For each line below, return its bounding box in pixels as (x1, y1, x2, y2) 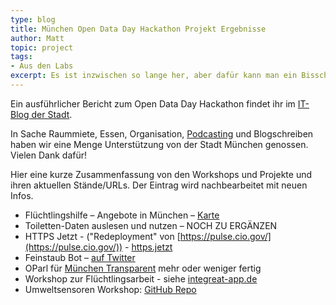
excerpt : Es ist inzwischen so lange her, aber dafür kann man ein (10, 71, 298, 81)
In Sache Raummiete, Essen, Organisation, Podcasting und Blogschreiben (10, 127, 314, 140)
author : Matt (10, 33, 65, 43)
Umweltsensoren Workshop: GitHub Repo (24, 283, 197, 295)
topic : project (10, 42, 74, 53)
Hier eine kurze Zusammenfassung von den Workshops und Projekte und (10, 168, 313, 180)
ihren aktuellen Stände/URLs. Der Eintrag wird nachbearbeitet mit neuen (10, 179, 308, 191)
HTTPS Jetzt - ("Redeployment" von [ (24, 230, 181, 242)
